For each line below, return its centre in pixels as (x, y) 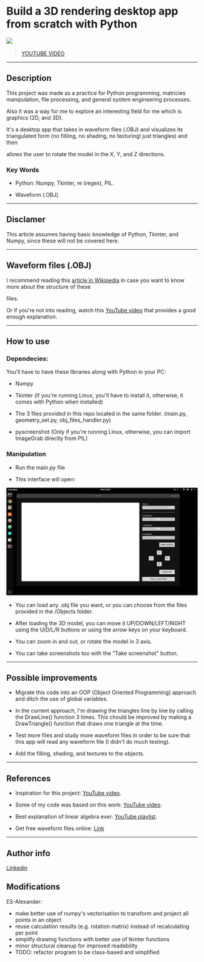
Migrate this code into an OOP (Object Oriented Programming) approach (105, 692)
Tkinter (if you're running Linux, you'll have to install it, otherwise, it (99, 396)
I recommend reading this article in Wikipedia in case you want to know (96, 280)
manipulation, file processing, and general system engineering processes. (99, 99)
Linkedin (17, 868)
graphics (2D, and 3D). (35, 117)
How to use (28, 342)
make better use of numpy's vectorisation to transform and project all (102, 913)
